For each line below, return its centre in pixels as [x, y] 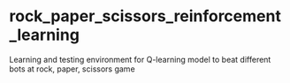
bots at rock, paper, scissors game [72, 69]
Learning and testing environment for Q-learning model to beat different [140, 59]
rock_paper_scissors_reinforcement [145, 16]
